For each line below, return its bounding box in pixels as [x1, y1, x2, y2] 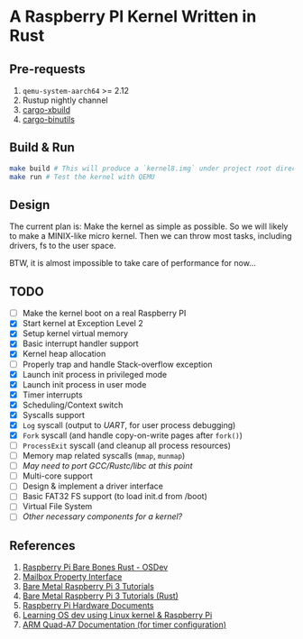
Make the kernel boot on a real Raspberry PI [22, 308, 187, 319]
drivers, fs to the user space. [9, 241, 116, 251]
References [9, 538, 76, 553]
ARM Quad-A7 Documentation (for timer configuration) [22, 619, 227, 630]
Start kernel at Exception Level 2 [22, 318, 143, 329]
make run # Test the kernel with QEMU [9, 172, 155, 181]
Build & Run [9, 140, 75, 155]
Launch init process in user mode [22, 379, 147, 389]
